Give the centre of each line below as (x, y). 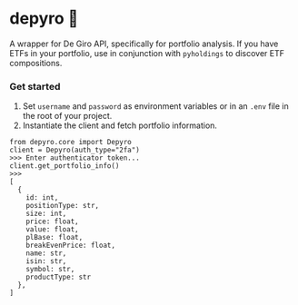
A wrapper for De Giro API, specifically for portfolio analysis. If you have (144, 44)
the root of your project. (67, 116)
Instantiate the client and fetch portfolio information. (120, 125)
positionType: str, (63, 206)
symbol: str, (50, 270)
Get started (35, 86)
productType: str (59, 277)
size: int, (46, 214)
